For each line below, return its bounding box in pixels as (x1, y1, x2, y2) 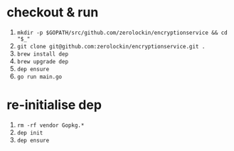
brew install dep (16, 51, 69, 58)
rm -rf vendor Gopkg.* (16, 122, 85, 129)
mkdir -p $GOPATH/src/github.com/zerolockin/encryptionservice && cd (16, 29, 228, 36)
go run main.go (16, 73, 63, 80)
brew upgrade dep (16, 58, 69, 65)
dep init (16, 129, 43, 136)
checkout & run (6, 4, 99, 21)
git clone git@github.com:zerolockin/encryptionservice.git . (16, 43, 206, 50)
